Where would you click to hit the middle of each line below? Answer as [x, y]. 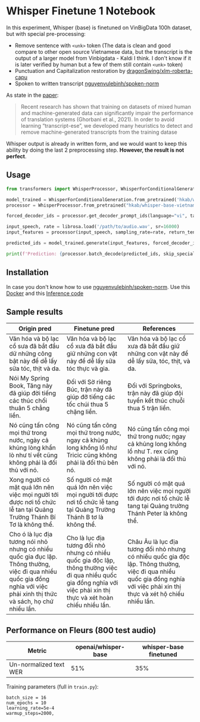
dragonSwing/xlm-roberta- [160, 70]
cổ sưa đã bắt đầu [34, 346]
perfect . [16, 156]
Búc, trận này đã [89, 389]
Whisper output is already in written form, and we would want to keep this [97, 143]
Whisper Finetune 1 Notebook [81, 11]
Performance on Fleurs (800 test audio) [81, 630]
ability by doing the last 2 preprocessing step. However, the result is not [95, 150]
